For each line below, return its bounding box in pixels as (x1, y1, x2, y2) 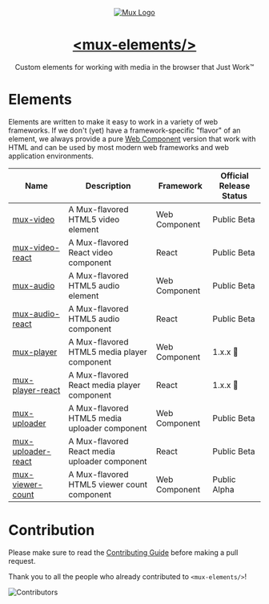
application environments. (8, 151, 94, 161)
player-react (12, 384, 61, 395)
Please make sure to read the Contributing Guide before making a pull (8, 547, 239, 557)
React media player (67, 379, 141, 390)
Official (219, 169, 250, 181)
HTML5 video (67, 214, 120, 225)
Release (219, 180, 251, 191)
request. (8, 556, 36, 565)
